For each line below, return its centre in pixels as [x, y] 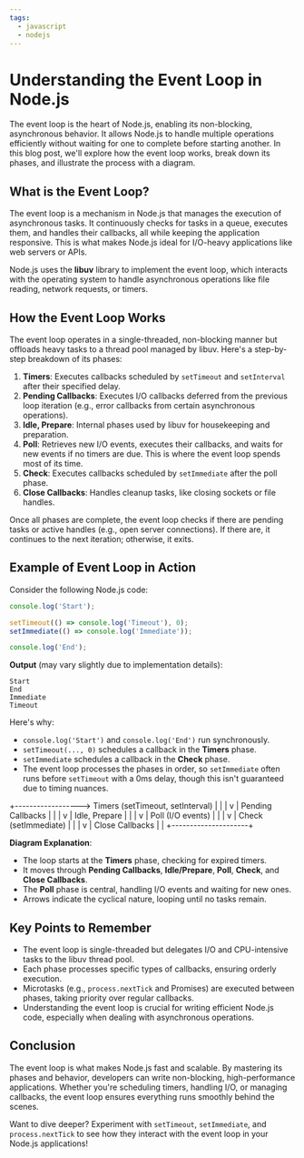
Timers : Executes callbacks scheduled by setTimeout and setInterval [154, 376]
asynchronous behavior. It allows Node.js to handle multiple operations [142, 134]
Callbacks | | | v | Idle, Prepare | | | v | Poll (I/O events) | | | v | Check [136, 816]
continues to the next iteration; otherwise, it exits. [102, 539]
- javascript [42, 26]
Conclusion [43, 1046]
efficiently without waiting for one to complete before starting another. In [145, 144]
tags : [20, 18]
